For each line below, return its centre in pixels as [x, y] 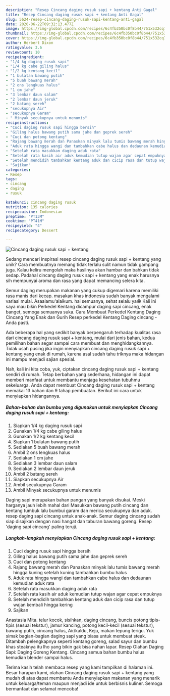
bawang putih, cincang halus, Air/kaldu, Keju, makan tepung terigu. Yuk [80, 630]
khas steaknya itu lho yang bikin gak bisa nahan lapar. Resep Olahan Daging [85, 646]
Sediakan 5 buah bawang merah [47, 447]
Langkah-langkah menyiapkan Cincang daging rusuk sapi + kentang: [80, 538]
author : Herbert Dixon [30, 43]
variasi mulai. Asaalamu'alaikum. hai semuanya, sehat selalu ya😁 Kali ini [81, 301]
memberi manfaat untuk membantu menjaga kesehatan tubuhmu [73, 380]
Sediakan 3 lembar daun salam [45, 463]
